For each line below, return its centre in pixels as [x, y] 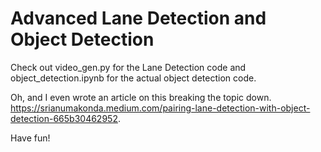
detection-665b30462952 [64, 118]
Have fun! [30, 138]
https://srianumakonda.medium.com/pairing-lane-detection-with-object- [160, 108]
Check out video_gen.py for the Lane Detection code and [128, 67]
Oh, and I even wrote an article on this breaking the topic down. [141, 97]
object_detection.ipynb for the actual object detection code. [133, 78]
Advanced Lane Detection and [138, 18]
